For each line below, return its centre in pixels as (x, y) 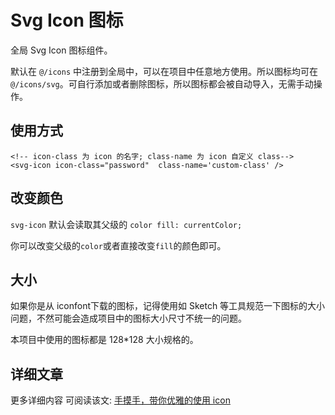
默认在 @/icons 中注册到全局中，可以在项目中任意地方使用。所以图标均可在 (164, 71)
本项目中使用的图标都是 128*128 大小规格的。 (104, 340)
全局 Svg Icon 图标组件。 (61, 50)
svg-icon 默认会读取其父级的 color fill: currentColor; (126, 224)
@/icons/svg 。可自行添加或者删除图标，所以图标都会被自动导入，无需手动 (162, 83)
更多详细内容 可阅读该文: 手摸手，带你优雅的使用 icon (120, 400)
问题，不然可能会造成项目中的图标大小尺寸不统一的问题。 (128, 318)
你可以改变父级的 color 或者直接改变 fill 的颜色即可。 (118, 245)
